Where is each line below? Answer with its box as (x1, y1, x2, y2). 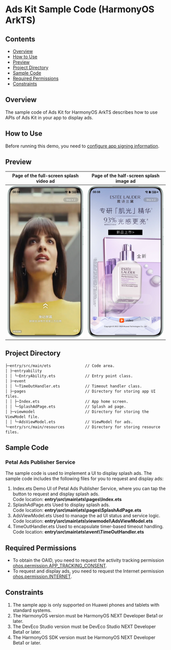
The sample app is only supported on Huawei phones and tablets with (12, 602, 159, 608)
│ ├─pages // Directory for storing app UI (5, 389, 156, 394)
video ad (36, 178, 55, 184)
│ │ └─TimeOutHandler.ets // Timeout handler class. (5, 384, 142, 389)
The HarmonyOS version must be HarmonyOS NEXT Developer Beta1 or (12, 612, 163, 618)
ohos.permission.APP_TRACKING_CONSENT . (12, 563, 107, 568)
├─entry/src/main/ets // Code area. (5, 363, 115, 368)
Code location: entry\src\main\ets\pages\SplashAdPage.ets (12, 507, 141, 513)
